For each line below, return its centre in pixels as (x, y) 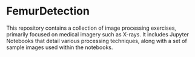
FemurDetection (48, 11)
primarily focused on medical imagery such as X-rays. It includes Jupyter (98, 34)
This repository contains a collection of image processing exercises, (91, 28)
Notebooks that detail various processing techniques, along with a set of (97, 41)
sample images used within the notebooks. (60, 47)
